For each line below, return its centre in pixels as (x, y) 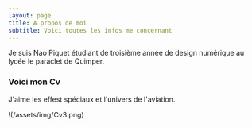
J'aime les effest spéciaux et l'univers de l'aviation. (92, 99)
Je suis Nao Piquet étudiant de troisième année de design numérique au (126, 53)
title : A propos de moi (48, 23)
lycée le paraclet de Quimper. (56, 61)
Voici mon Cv (35, 82)
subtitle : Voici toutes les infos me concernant (90, 30)
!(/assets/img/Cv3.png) (47, 114)
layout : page (30, 15)
